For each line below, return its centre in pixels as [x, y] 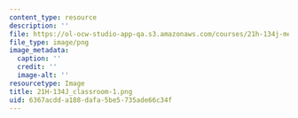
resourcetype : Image [47, 83]
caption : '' [39, 59]
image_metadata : [39, 51]
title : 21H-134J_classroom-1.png [71, 91]
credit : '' [37, 67]
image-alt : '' [43, 75]
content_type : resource [53, 17]
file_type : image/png [49, 42]
